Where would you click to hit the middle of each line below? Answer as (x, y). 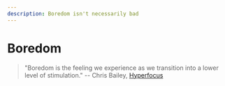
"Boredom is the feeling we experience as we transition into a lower (121, 68)
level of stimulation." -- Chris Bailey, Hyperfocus (94, 75)
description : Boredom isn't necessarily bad (73, 14)
